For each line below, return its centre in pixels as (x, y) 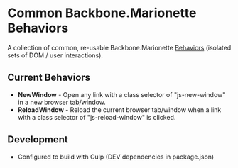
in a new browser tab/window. (62, 102)
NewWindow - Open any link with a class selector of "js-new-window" (121, 94)
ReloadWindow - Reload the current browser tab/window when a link (119, 110)
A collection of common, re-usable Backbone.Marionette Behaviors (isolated (119, 47)
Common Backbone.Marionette (102, 13)
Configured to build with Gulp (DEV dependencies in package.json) (116, 157)
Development (38, 140)
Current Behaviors (49, 78)
